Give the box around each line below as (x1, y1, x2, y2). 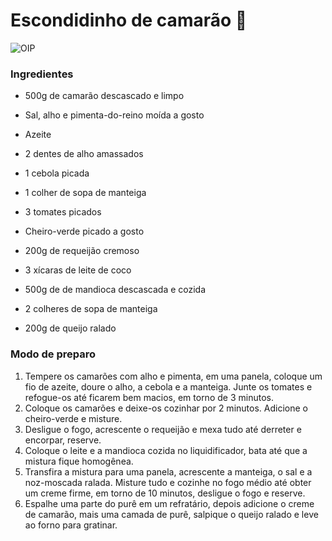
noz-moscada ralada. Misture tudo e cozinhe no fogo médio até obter (24, 476, 312, 488)
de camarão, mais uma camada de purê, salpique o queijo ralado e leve (24, 508, 319, 520)
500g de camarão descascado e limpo (24, 90, 185, 102)
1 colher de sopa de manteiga (24, 187, 147, 199)
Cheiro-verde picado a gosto (24, 225, 145, 238)
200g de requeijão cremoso (24, 245, 140, 257)
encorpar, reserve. (24, 434, 102, 446)
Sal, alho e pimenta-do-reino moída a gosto (24, 109, 205, 121)
